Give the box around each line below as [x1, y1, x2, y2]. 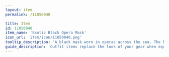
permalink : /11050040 [5, 12, 51, 17]
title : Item [5, 21, 30, 26]
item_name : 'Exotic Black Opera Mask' [5, 30, 87, 35]
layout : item [5, 7, 33, 12]
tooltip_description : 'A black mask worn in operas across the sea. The [5, 39, 161, 45]
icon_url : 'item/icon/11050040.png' [5, 35, 82, 40]
